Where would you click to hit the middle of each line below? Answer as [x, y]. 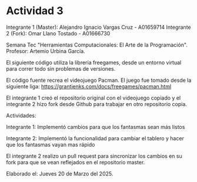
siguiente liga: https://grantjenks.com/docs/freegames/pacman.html [89, 86]
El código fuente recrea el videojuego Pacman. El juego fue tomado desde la [99, 80]
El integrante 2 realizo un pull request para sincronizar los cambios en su [94, 156]
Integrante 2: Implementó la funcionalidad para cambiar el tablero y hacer [95, 138]
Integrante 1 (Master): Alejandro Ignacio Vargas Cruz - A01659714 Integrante [98, 27]
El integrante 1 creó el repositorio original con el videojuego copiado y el [94, 98]
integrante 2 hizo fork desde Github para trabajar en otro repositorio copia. [96, 104]
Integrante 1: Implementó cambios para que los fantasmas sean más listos [96, 127]
